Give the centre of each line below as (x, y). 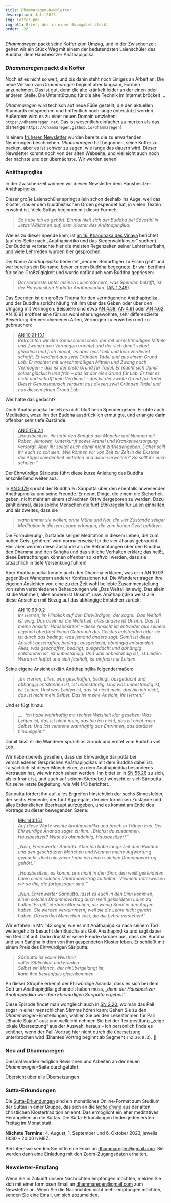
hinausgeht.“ (31, 731)
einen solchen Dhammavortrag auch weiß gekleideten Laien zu (84, 899)
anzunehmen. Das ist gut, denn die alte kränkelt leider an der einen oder (81, 90)
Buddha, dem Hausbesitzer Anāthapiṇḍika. (50, 55)
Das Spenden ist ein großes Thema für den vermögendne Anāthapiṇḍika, (82, 298)
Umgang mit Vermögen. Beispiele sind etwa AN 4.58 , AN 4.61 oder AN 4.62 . (85, 308)
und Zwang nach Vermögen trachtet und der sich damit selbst (83, 346)
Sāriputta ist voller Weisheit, (47, 957)
